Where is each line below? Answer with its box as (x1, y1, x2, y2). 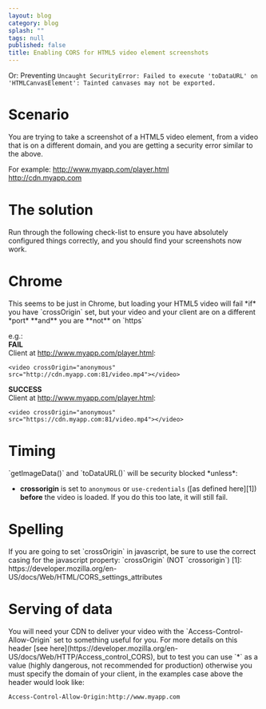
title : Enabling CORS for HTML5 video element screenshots (8, 49, 209, 57)
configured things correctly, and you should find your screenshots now (8, 236, 242, 245)
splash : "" (8, 26, 45, 34)
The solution (8, 201, 93, 220)
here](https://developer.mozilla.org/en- (50, 644, 178, 653)
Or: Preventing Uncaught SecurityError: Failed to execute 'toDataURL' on (8, 71, 258, 80)
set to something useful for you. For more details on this (53, 635, 238, 644)
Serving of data (8, 600, 113, 618)
